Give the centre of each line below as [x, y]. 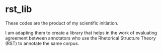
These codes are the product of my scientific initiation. [62, 23]
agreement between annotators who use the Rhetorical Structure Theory [80, 38]
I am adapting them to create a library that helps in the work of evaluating [81, 32]
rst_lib [19, 9]
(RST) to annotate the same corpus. [42, 43]
